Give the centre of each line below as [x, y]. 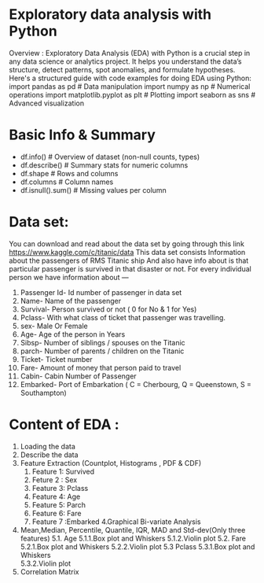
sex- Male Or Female [54, 326]
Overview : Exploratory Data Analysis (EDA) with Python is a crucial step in [130, 53]
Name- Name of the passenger [71, 301]
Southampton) [44, 393]
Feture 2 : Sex [55, 480]
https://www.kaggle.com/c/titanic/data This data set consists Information [127, 252]
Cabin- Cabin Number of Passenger [78, 376]
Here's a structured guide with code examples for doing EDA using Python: [130, 78]
